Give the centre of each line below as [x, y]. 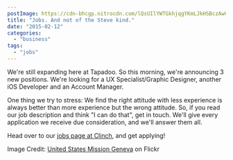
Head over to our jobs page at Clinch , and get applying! [86, 135]
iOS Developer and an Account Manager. [66, 87]
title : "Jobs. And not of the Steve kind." [71, 20]
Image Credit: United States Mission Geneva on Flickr [83, 149]
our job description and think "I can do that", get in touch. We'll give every [113, 114]
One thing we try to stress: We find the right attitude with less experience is [115, 100]
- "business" [32, 39]
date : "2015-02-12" [35, 26]
